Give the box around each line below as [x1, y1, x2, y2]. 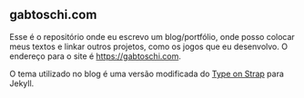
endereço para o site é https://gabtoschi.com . [9, 50, 182, 62]
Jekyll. [9, 77, 35, 89]
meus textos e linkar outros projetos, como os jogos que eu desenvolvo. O [9, 41, 289, 52]
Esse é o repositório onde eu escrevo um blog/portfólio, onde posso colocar [9, 31, 296, 42]
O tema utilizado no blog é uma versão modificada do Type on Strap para [9, 68, 285, 79]
